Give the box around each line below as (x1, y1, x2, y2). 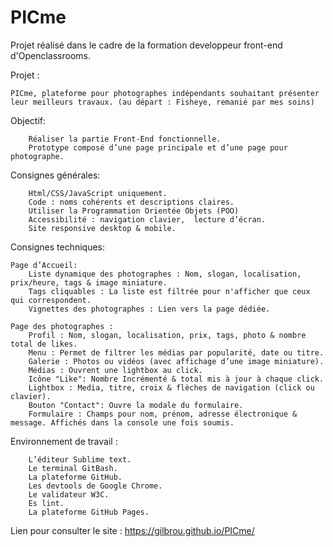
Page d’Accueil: (10, 260, 78, 270)
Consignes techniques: (10, 241, 105, 253)
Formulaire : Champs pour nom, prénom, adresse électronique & (28, 409, 298, 419)
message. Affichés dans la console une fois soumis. (10, 417, 235, 428)
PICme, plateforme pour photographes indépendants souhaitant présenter (10, 88, 320, 98)
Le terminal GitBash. (28, 463, 118, 473)
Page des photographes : (10, 321, 114, 331)
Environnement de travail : (10, 435, 118, 447)
